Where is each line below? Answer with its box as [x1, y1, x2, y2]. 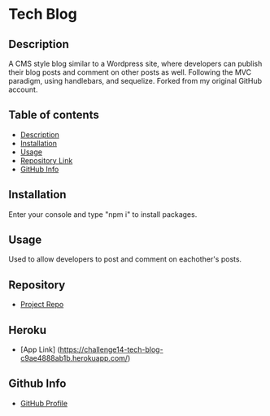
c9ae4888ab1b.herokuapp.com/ [20, 353, 128, 363]
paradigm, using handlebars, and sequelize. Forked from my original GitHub [8, 76, 263, 85]
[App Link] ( [20, 344, 61, 354]
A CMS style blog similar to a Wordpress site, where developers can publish [8, 58, 263, 68]
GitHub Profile [20, 398, 67, 408]
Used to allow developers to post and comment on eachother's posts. [8, 254, 242, 264]
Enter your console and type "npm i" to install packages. [8, 209, 198, 219]
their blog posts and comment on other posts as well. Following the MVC [8, 67, 252, 77]
